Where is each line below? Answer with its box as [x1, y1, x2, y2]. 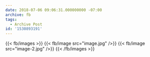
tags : [5, 17, 17, 22]
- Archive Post [10, 21, 43, 27]
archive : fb [5, 12, 31, 17]
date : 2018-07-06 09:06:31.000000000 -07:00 [5, 7, 102, 13]
